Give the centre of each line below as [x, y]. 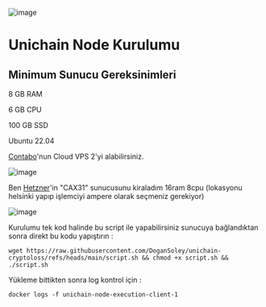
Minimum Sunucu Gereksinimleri [92, 75]
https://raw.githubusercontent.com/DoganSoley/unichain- [124, 251]
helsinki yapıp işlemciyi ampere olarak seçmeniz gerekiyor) [106, 196]
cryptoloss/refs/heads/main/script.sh [73, 258]
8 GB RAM [25, 94]
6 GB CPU [25, 110]
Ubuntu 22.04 [31, 141]
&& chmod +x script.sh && [185, 258]
